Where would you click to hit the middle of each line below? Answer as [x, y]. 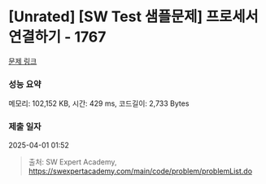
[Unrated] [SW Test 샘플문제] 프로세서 [133, 17]
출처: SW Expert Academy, [72, 162]
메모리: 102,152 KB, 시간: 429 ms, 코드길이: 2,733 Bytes [99, 103]
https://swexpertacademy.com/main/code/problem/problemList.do [140, 171]
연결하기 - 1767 [57, 37]
